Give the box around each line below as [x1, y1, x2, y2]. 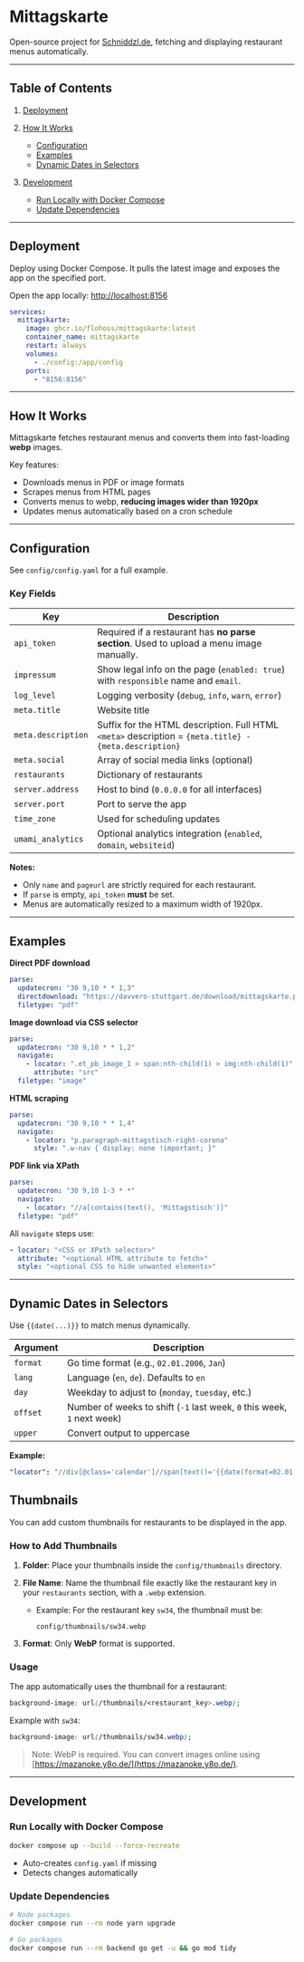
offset [14, 1408, 43, 1419]
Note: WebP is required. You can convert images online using [31, 1749, 261, 1760]
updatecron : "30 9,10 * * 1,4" [17, 1119, 136, 1128]
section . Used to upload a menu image [96, 637, 262, 649]
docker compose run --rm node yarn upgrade [9, 1919, 176, 1928]
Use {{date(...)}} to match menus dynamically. [9, 1320, 191, 1331]
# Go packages [9, 1935, 63, 1944]
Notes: [9, 862, 36, 873]
